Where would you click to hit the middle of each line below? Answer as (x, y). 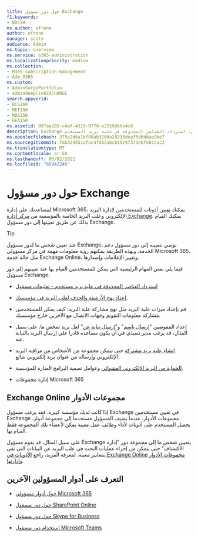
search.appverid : (28, 99)
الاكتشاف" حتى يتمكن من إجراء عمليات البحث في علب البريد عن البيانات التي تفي (95, 448)
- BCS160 (17, 104)
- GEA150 (17, 121)
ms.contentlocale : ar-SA (37, 153)
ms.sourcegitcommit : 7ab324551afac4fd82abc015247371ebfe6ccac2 (86, 142)
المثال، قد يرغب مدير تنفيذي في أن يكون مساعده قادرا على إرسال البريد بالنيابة (101, 333)
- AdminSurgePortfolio (34, 88)
